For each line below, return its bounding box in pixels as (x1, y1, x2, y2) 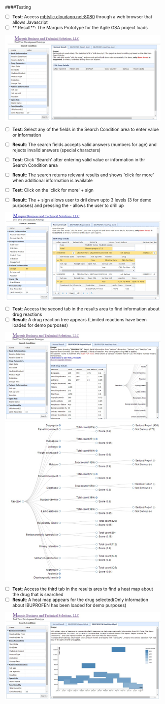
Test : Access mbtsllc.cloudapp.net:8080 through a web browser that (12, 14, 153, 19)
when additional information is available (12, 177, 93, 183)
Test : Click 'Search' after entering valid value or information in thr (12, 156, 145, 162)
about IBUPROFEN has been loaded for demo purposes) (12, 603, 127, 608)
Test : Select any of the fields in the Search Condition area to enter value (12, 126, 159, 132)
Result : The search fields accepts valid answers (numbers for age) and (12, 141, 157, 148)
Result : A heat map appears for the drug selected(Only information (12, 597, 149, 603)
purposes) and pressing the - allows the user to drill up (12, 202, 124, 208)
